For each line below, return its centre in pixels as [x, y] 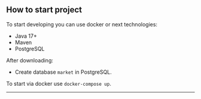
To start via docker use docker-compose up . [59, 83]
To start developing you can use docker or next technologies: [82, 24]
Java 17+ [26, 36]
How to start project [44, 10]
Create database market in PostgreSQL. [63, 72]
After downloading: [30, 60]
